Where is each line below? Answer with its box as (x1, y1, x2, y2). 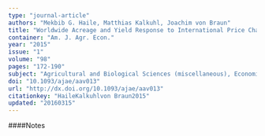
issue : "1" (8, 48, 44, 56)
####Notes (8, 121, 46, 130)
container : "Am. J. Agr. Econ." (8, 33, 114, 42)
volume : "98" (8, 56, 51, 64)
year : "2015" (8, 41, 51, 49)
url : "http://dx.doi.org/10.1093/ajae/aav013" (8, 84, 164, 93)
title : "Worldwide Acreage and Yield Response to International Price (8, 26, 245, 34)
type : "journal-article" (8, 11, 90, 20)
